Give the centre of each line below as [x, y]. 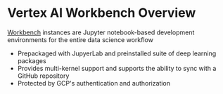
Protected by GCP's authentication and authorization [94, 83]
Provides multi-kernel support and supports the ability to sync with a [117, 68]
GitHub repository [43, 76]
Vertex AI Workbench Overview [102, 13]
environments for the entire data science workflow [80, 39]
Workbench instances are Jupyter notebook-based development [101, 32]
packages [32, 60]
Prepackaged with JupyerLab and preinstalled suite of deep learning [117, 53]
